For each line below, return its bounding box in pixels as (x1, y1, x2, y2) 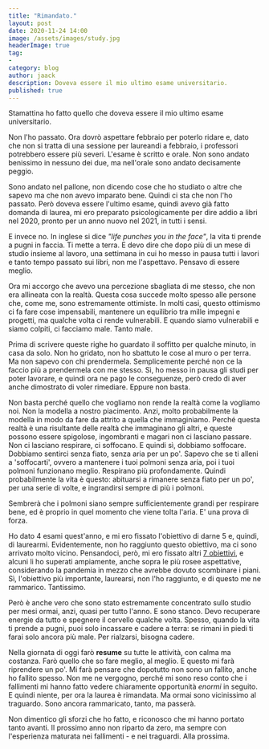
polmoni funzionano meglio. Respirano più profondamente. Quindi (8, 466, 226, 476)
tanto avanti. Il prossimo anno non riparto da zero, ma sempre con (8, 723, 226, 733)
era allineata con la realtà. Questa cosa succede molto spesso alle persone (8, 290, 257, 299)
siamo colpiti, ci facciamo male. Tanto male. (8, 324, 153, 334)
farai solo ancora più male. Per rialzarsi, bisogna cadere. (8, 632, 195, 642)
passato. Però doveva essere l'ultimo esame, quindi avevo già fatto (8, 199, 230, 209)
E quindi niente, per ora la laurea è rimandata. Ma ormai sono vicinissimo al (8, 690, 257, 700)
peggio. (8, 166, 34, 177)
